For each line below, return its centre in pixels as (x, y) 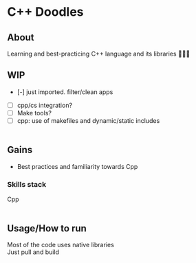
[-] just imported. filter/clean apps (65, 92)
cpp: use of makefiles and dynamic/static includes (88, 120)
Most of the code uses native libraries (61, 244)
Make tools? (34, 113)
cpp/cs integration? (45, 105)
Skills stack (27, 184)
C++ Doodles (45, 12)
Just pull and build (33, 252)
